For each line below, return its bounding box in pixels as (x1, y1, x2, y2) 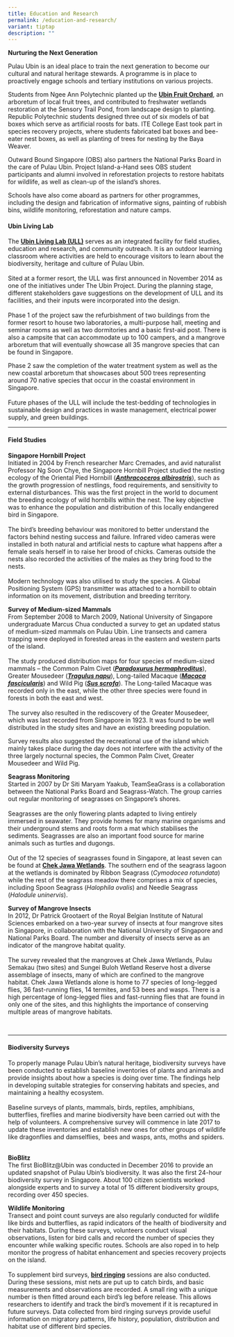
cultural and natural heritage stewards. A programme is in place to (8, 70, 197, 78)
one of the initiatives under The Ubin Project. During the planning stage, (8, 282, 214, 290)
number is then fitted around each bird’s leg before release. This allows (8, 1293, 212, 1301)
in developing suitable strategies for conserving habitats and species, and (8, 1080, 219, 1089)
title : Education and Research (8, 10, 99, 17)
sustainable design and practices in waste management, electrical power (8, 406, 217, 414)
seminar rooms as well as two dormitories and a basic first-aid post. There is (8, 326, 227, 334)
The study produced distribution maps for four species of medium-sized (8, 656, 215, 665)
